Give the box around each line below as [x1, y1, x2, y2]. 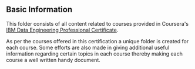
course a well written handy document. [6, 56, 101, 63]
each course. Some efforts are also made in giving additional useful [6, 44, 170, 51]
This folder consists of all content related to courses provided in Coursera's [6, 20, 189, 27]
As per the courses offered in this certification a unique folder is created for [6, 37, 189, 44]
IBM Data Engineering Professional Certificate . [6, 26, 119, 33]
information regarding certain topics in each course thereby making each [6, 50, 183, 57]
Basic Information [6, 5, 73, 15]
